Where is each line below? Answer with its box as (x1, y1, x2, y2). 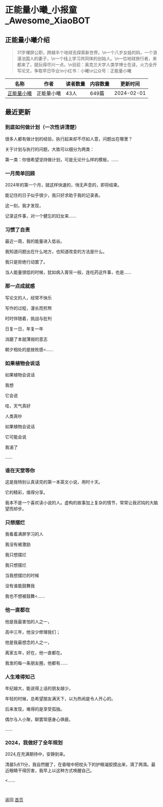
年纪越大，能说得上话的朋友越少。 (5, 685, 73, 692)
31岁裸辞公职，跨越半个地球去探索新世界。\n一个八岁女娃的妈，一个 (16, 50, 153, 55)
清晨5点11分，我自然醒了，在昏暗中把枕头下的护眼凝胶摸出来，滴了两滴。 (5, 762, 151, 768)
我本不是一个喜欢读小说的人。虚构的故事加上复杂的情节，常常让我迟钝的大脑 (5, 500, 158, 506)
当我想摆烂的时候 (5, 573, 39, 579)
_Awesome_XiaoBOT (5, 15, 91, 26)
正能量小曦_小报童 (5, 4, 78, 16)
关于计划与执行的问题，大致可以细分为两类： (5, 146, 95, 152)
